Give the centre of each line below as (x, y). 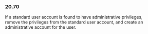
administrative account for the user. (41, 27)
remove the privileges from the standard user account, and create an (74, 22)
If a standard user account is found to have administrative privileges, (74, 17)
